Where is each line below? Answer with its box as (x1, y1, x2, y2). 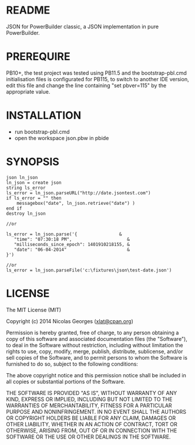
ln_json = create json (6, 180, 62, 185)
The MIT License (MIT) (6, 306, 62, 313)
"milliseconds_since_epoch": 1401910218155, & (14, 241, 130, 247)
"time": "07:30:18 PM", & (14, 236, 130, 242)
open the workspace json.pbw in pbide (14, 134, 109, 141)
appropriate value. (6, 88, 51, 95)
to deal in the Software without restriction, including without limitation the (6, 341, 183, 348)
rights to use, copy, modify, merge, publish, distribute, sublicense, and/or (6, 348, 183, 355)
